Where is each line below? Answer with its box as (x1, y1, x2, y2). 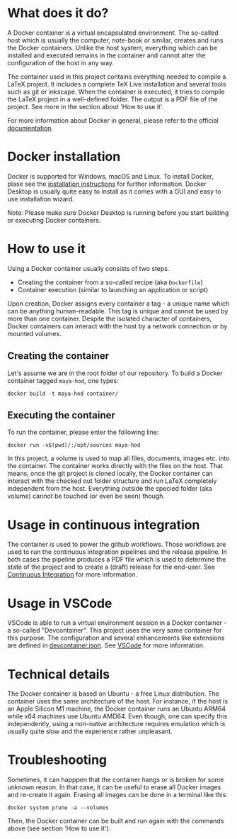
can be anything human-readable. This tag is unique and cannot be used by (7, 306, 229, 315)
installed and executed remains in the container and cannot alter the (7, 51, 206, 60)
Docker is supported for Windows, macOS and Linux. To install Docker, (7, 172, 214, 180)
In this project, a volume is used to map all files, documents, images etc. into (7, 454, 230, 462)
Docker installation (7, 149, 121, 165)
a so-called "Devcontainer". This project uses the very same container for (7, 626, 222, 635)
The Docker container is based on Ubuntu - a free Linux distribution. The (7, 689, 219, 698)
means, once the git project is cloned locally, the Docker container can (7, 469, 214, 478)
